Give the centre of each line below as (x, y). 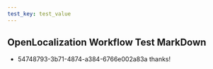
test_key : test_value (39, 14)
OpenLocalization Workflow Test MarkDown (107, 43)
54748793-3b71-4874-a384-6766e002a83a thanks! (94, 59)
